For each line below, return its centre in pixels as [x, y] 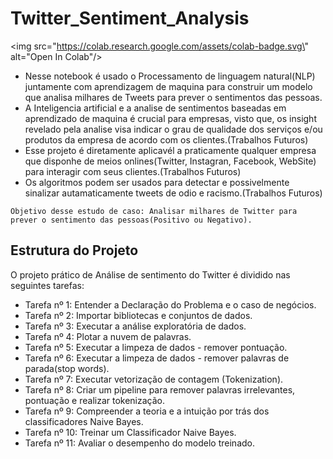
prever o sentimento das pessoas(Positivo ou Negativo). [131, 220]
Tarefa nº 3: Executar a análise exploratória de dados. [135, 326]
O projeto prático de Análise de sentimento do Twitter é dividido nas [150, 274]
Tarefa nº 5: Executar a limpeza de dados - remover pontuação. [156, 347]
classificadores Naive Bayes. [84, 421]
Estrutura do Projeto [74, 250]
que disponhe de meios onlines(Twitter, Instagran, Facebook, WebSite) [170, 161]
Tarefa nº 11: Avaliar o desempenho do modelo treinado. [139, 443]
